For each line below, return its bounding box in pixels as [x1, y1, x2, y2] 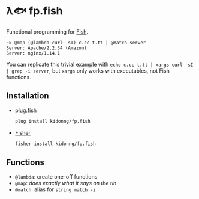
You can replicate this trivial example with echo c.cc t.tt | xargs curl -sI [6, 61, 194, 68]
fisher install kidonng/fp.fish [14, 141, 96, 147]
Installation [6, 91, 49, 101]
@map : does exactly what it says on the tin [14, 180, 117, 187]
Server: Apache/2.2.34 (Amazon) [6, 45, 87, 51]
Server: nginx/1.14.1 [6, 50, 61, 56]
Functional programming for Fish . [6, 28, 89, 35]
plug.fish [14, 107, 37, 114]
